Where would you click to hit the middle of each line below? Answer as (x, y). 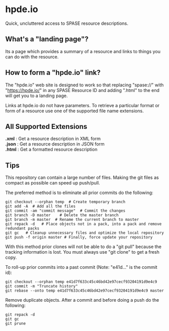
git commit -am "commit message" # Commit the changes (65, 211)
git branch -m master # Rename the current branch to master (72, 220)
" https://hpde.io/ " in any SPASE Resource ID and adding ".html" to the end (82, 90)
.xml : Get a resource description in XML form (53, 139)
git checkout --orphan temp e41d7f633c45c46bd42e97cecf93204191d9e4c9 (81, 282)
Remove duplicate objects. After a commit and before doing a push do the (82, 300)
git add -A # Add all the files (40, 206)
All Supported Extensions (46, 127)
